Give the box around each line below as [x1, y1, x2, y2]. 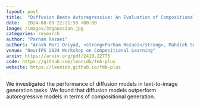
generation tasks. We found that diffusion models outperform [6, 87, 157, 94]
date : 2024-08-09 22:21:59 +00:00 [6, 20, 97, 26]
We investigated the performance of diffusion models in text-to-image [6, 80, 178, 88]
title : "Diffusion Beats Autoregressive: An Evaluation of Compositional [6, 14, 196, 20]
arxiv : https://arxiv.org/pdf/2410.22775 [6, 53, 111, 59]
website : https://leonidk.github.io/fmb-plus [6, 64, 121, 70]
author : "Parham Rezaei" [6, 36, 68, 42]
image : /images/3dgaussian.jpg [6, 25, 84, 32]
